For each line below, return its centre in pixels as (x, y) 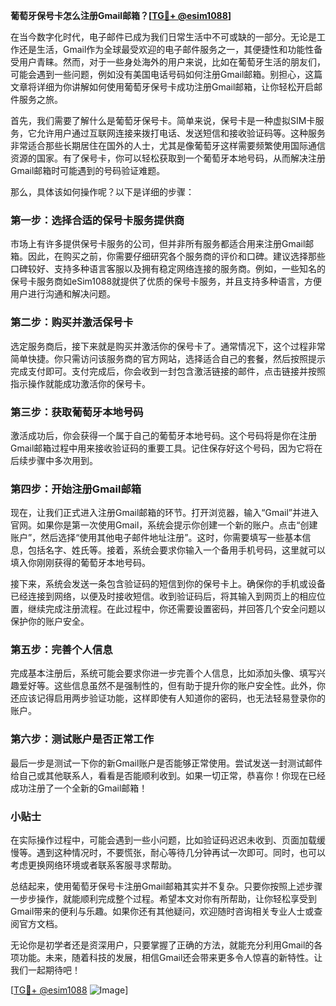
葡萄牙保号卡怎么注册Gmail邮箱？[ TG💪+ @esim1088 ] (121, 15)
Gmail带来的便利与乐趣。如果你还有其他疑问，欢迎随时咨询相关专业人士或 (162, 911)
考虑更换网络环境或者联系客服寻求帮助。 (93, 865)
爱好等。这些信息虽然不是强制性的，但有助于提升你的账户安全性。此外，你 (172, 686)
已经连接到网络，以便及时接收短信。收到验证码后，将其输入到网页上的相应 (163, 596)
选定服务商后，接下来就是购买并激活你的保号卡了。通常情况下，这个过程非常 (168, 346)
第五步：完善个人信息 (61, 650)
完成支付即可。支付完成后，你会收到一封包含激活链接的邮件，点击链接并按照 (168, 371)
